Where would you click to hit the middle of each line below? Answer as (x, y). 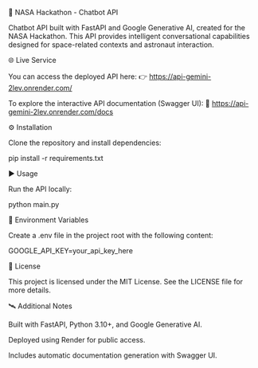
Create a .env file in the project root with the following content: (111, 235)
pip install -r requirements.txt (56, 158)
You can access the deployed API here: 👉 (78, 76)
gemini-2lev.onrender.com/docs (61, 112)
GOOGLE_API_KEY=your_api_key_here (71, 251)
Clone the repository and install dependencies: (85, 143)
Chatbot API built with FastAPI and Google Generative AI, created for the (127, 27)
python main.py (34, 204)
